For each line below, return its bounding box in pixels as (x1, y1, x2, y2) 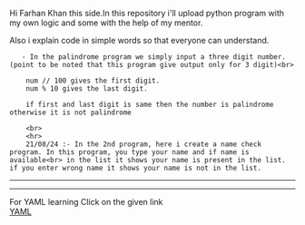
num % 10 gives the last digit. (25, 84, 148, 93)
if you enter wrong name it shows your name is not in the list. (9, 163, 261, 172)
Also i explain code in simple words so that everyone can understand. (9, 35, 270, 45)
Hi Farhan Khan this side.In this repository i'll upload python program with (9, 8, 284, 18)
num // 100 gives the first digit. (25, 76, 161, 85)
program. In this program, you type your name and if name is (9, 148, 250, 157)
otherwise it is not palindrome (9, 108, 132, 117)
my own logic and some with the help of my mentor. (9, 17, 203, 28)
